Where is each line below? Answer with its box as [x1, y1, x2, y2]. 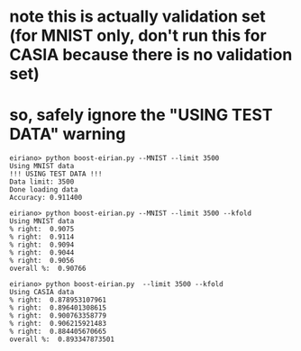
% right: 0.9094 [9, 240, 75, 249]
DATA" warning [9, 124, 126, 145]
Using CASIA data [9, 288, 75, 297]
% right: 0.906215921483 [9, 319, 106, 328]
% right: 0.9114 [9, 232, 75, 242]
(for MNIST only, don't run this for [9, 25, 268, 46]
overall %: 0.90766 [9, 264, 87, 274]
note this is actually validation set [9, 6, 266, 27]
